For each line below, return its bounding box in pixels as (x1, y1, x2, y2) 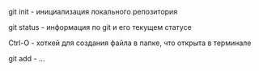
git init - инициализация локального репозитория (8, 7, 178, 16)
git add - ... (8, 54, 45, 63)
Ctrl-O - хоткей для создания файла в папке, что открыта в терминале (8, 38, 252, 48)
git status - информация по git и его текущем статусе (8, 23, 192, 31)
